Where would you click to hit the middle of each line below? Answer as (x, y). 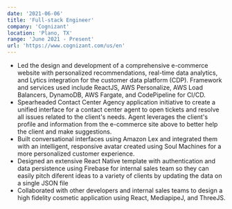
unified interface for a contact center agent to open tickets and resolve (118, 109)
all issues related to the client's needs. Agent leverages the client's (113, 117)
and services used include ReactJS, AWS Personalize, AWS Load (110, 88)
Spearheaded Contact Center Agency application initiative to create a (116, 102)
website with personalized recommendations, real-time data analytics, (117, 73)
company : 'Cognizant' (38, 26)
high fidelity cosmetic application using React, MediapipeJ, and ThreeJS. (122, 198)
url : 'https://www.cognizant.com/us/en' (66, 46)
